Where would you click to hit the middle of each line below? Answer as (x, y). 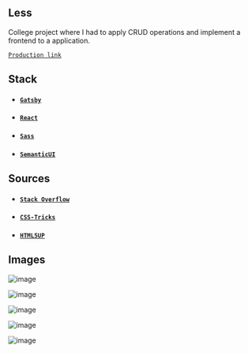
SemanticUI (38, 154)
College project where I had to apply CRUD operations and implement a (124, 32)
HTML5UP (32, 235)
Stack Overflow (45, 199)
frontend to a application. (49, 40)
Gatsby (30, 100)
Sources (29, 178)
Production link (35, 55)
